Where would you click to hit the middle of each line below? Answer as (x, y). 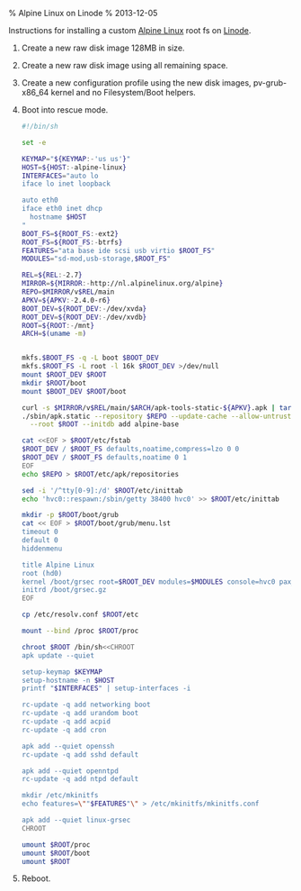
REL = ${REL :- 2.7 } (52, 275)
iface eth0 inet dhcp (62, 209)
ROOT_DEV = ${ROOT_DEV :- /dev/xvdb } (84, 317)
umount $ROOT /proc (56, 845)
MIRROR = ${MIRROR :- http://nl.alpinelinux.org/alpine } (122, 284)
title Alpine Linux (58, 565)
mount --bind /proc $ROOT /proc (80, 631)
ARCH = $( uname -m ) (54, 334)
